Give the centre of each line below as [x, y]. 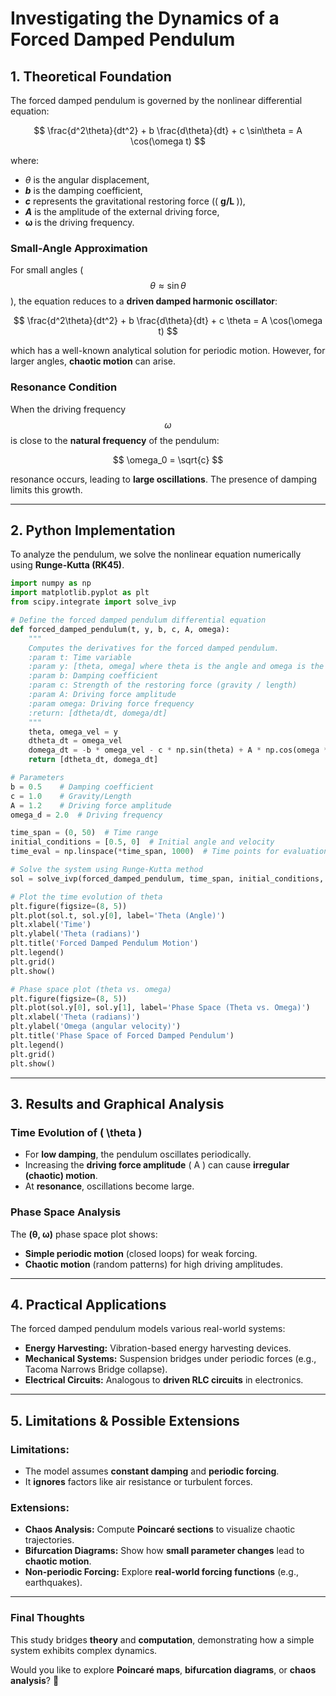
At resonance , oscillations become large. [109, 1186]
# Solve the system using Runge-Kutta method [106, 870]
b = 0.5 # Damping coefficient [82, 787]
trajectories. [49, 1540]
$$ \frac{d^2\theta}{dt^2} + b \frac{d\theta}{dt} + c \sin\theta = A [168, 130]
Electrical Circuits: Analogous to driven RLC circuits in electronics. [164, 1380]
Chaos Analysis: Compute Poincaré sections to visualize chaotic [160, 1529]
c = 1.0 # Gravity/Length [71, 796]
